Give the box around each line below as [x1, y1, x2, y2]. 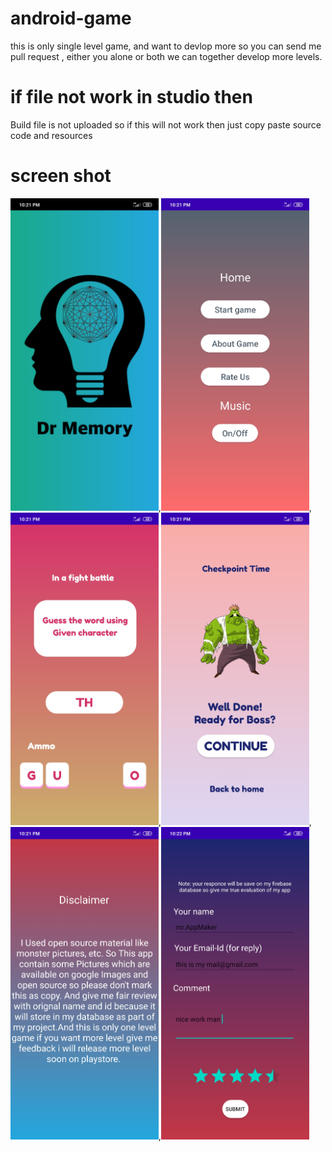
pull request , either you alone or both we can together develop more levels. [10, 50, 323, 62]
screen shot [10, 165, 112, 187]
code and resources [10, 129, 93, 141]
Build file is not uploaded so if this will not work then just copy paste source [10, 118, 322, 131]
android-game [10, 7, 132, 30]
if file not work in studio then [10, 86, 253, 109]
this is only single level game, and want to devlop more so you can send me [10, 40, 322, 52]
